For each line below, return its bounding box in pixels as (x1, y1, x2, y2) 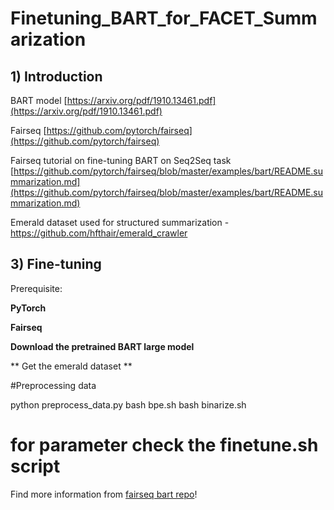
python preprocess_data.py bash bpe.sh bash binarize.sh (10, 398, 247, 411)
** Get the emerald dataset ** (10, 360, 133, 372)
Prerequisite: (10, 282, 63, 294)
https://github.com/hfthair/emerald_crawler (10, 227, 188, 239)
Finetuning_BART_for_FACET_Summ (10, 7, 318, 30)
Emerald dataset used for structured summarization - (10, 217, 230, 228)
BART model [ (10, 95, 68, 106)
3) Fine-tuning (10, 256, 102, 273)
